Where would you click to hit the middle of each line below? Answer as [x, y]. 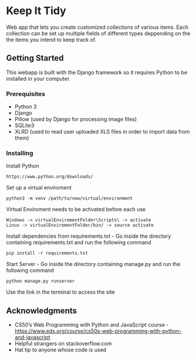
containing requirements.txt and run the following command [79, 242]
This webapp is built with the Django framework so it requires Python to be [97, 72]
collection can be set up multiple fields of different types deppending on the [98, 33]
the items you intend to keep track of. [51, 39]
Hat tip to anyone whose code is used [60, 350]
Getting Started [35, 58]
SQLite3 [24, 125]
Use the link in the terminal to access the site [61, 292]
